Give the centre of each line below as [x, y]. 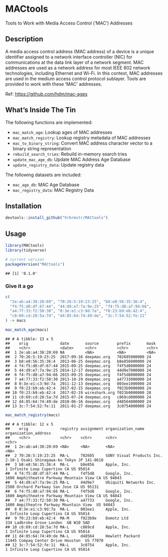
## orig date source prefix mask [81, 343]
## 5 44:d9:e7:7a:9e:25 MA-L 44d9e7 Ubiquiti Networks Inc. [81, 482]
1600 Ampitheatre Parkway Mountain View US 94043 [60, 505]
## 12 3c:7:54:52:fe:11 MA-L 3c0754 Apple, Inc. [68, 545]
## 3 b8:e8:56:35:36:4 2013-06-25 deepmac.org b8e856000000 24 [78, 361]
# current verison [25, 259]
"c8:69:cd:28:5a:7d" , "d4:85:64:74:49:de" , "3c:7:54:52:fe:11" [78, 316]
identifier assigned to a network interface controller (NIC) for [69, 57]
